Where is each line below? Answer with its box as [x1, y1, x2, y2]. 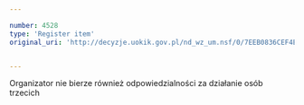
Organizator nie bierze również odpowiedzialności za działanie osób [9, 78, 264, 89]
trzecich [9, 87, 41, 99]
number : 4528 [9, 21, 59, 30]
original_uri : [9, 38, 63, 47]
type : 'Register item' [9, 29, 95, 39]
